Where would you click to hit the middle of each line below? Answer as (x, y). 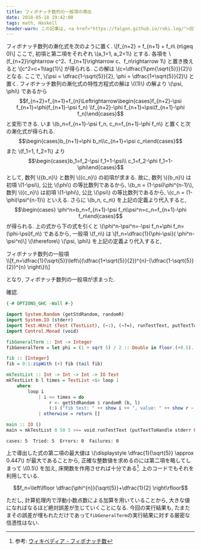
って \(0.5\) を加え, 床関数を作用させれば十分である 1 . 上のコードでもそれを (103, 467)
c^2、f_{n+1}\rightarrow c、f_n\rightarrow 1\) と (114, 61)
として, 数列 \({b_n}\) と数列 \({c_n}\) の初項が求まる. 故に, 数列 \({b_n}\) (95, 178)
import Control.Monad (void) (42, 331)
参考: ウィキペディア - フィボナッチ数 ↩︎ (64, 541)
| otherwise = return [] (69, 414)
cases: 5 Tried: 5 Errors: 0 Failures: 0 (63, 441)
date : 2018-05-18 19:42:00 (40, 17)
